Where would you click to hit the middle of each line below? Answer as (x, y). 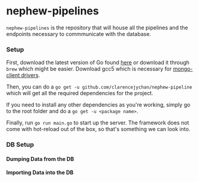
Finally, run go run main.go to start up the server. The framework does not (98, 123)
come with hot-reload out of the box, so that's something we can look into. (98, 129)
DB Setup (20, 145)
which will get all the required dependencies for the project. (80, 93)
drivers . (30, 75)
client (13, 75)
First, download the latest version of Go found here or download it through (98, 63)
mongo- (183, 69)
